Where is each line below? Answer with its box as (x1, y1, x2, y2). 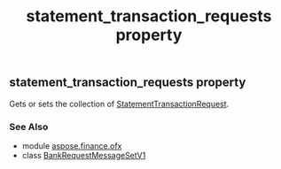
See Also (9, 120, 49, 133)
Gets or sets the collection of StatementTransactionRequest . (9, 98, 230, 109)
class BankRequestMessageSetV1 (21, 150, 146, 160)
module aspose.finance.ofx (21, 140, 122, 151)
